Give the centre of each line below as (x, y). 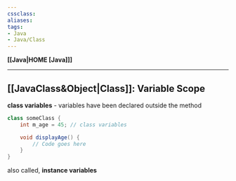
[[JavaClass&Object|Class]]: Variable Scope (106, 88)
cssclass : (22, 14)
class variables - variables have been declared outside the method (105, 105)
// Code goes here (59, 144)
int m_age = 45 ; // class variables (74, 125)
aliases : (20, 20)
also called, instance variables (52, 170)
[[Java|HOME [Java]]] (40, 60)
